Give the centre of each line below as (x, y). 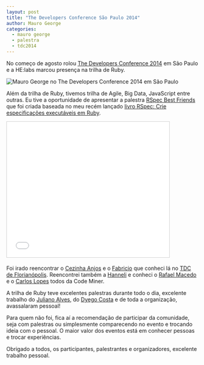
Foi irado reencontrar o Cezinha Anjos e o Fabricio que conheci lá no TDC (99, 268)
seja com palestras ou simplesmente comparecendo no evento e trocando (100, 324)
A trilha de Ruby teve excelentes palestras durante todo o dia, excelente (97, 292)
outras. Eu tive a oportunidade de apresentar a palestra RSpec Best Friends (101, 100)
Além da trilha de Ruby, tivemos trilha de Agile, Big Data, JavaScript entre (98, 93)
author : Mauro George (34, 23)
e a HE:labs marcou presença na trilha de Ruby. (66, 69)
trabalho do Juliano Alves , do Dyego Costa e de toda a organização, (92, 299)
